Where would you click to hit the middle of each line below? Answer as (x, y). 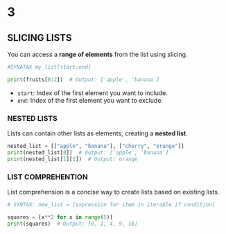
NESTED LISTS (32, 118)
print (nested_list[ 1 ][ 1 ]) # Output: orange (72, 159)
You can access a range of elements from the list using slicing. (97, 54)
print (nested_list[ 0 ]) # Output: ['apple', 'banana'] (88, 152)
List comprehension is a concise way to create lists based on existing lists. (113, 192)
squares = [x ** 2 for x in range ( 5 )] (60, 217)
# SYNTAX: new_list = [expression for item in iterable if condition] (111, 204)
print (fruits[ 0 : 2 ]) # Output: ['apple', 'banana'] (83, 80)
